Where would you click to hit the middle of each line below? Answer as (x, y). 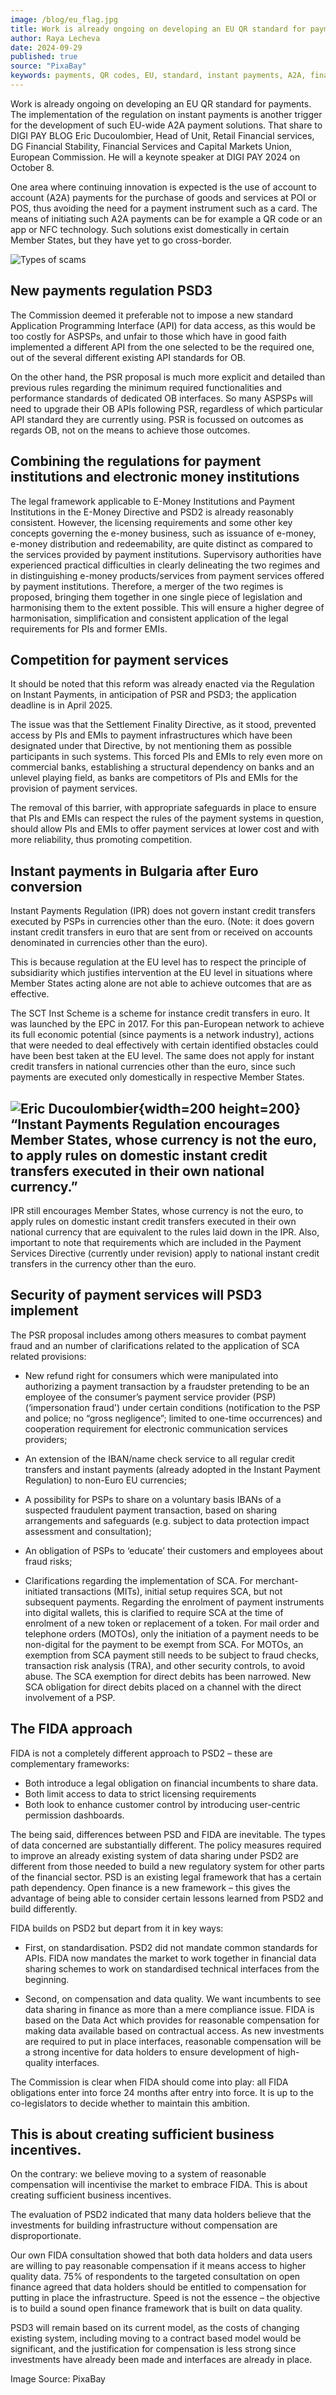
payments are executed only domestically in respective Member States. (157, 1077)
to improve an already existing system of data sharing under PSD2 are (154, 1855)
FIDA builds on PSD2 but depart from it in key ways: (117, 1928)
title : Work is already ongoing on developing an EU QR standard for (158, 29)
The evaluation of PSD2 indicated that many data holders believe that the (161, 2215)
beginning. (47, 1979)
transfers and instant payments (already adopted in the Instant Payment (172, 1469)
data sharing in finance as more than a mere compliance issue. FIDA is (169, 2009)
